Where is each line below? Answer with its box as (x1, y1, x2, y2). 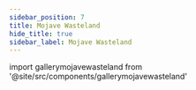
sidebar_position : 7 (9, 12, 86, 22)
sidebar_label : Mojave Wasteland (9, 37, 132, 47)
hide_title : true (9, 29, 73, 38)
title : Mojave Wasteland (9, 21, 101, 30)
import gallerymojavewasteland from (9, 62, 143, 72)
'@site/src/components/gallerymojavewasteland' (9, 71, 188, 82)
